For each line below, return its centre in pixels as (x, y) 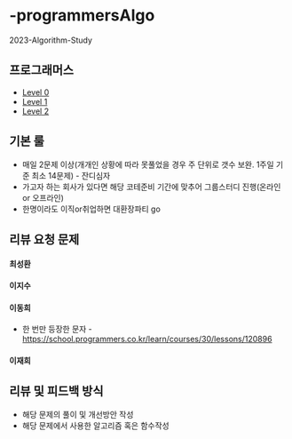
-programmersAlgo (82, 16)
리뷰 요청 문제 (44, 239)
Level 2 (36, 111)
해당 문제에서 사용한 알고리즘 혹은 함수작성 (96, 425)
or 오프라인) (43, 197)
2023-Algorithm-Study (51, 40)
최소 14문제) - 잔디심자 (71, 175)
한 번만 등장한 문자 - (57, 329)
